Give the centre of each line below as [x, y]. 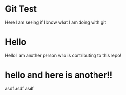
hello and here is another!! [59, 75]
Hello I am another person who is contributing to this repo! [63, 55]
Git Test [21, 9]
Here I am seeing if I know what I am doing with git [55, 22]
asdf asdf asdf [19, 88]
